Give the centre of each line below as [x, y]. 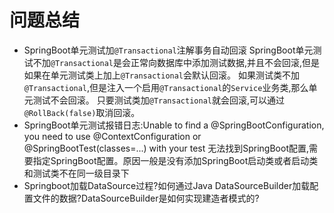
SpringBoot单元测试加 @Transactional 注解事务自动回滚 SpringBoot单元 [168, 50]
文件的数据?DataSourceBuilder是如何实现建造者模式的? [146, 198]
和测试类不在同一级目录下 [76, 173]
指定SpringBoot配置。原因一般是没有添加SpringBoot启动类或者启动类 [175, 160]
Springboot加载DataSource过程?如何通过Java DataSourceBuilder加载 [167, 185]
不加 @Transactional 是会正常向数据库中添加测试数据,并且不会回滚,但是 [176, 62]
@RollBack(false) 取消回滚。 [82, 112]
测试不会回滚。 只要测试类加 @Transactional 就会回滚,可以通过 [159, 100]
